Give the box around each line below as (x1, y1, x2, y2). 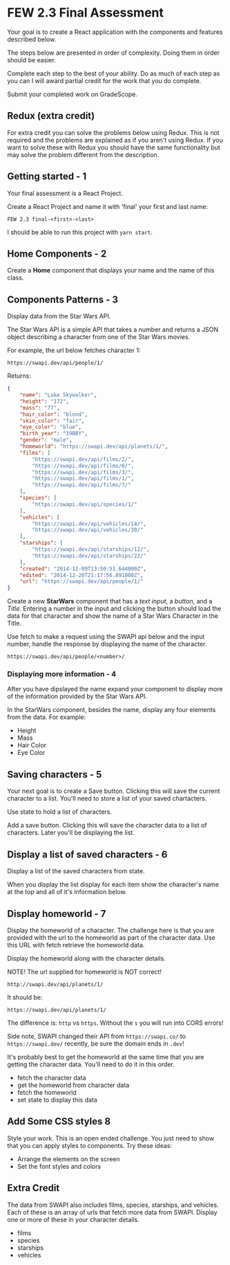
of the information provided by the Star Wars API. (7, 692, 147, 700)
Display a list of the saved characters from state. (7, 867, 145, 875)
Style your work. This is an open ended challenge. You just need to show (7, 1134, 215, 1143)
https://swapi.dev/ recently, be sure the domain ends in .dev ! (7, 1039, 184, 1048)
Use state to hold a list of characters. (7, 808, 113, 816)
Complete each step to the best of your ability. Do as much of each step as (7, 69, 220, 78)
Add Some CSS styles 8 (7, 1116, 111, 1127)
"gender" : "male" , (19, 437, 73, 444)
